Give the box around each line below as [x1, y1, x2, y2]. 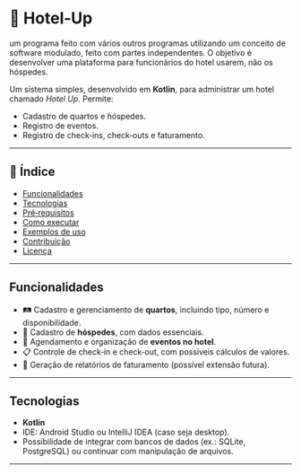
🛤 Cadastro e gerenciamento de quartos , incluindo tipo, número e [21, 304, 270, 315]
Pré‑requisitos [21, 206, 74, 218]
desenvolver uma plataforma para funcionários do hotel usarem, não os [9, 57, 273, 67]
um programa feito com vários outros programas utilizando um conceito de [9, 38, 287, 48]
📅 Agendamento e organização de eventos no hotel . [21, 336, 217, 347]
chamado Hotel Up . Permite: [9, 93, 114, 104]
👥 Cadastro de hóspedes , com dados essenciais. [21, 327, 204, 338]
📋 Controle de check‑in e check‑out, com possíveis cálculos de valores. [21, 346, 290, 357]
